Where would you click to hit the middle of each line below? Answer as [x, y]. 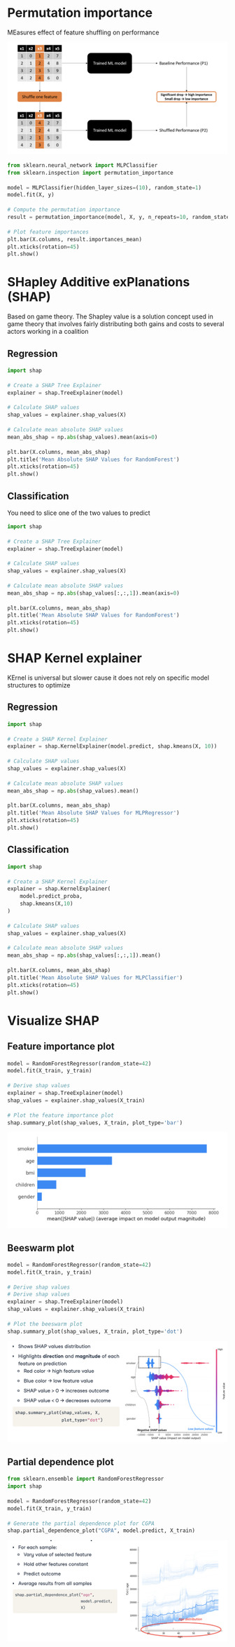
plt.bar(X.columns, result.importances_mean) [74, 239]
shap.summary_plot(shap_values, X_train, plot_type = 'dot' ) [95, 1331]
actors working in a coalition [48, 332]
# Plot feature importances [48, 232]
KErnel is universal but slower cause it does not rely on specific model [108, 678]
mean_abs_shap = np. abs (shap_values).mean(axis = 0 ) [83, 437]
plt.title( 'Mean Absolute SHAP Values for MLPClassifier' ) [95, 977]
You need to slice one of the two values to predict [79, 513]
